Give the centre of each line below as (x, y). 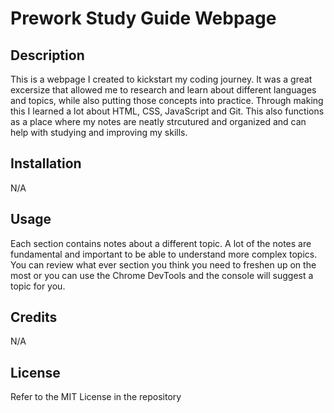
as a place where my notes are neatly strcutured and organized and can (158, 121)
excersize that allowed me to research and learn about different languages (163, 90)
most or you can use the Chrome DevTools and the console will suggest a (162, 275)
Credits (34, 317)
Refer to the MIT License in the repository (96, 397)
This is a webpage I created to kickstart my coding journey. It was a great (161, 79)
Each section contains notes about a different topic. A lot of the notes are (161, 243)
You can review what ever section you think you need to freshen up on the (163, 264)
